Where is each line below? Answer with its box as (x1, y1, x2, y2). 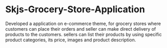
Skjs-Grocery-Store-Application (5, 4, 145, 15)
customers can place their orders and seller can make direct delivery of (5, 26, 156, 32)
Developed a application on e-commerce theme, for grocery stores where (5, 20, 161, 27)
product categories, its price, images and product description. (5, 37, 136, 43)
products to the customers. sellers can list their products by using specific (5, 31, 162, 37)
